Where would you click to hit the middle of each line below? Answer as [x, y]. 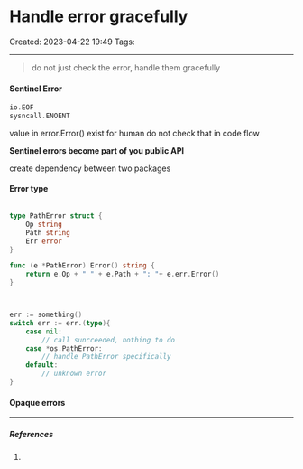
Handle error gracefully [99, 17]
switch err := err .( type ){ [60, 323]
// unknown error [74, 374]
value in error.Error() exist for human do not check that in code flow [134, 133]
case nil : [44, 332]
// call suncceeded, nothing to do [109, 340]
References [32, 434]
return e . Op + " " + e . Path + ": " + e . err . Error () [123, 274]
